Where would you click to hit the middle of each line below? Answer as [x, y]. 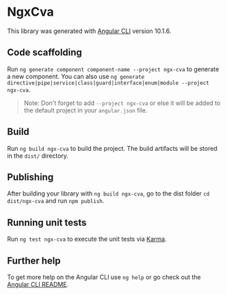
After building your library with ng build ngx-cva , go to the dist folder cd [108, 193]
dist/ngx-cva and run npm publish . [56, 201]
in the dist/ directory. [38, 156]
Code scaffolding [44, 52]
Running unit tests [47, 223]
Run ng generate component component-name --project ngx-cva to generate [113, 69]
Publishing [30, 177]
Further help [34, 260]
